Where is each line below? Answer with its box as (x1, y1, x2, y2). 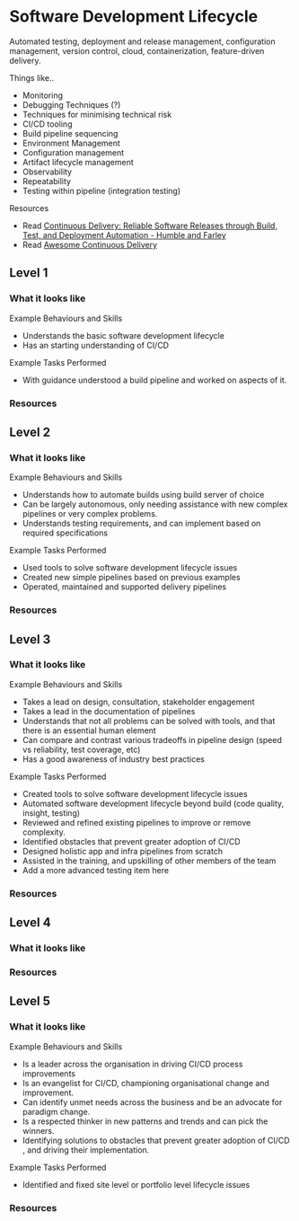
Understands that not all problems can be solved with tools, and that (22, 715, 276, 726)
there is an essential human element (22, 725, 157, 736)
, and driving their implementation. (22, 1144, 150, 1155)
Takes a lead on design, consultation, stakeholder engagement (22, 696, 255, 707)
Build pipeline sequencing (22, 128, 119, 138)
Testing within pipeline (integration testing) (22, 185, 181, 196)
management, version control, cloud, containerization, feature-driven (9, 45, 265, 56)
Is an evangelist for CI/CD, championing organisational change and (22, 1077, 269, 1088)
